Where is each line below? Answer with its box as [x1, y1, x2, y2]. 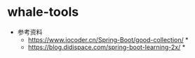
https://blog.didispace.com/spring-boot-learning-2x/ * [27, 43, 186, 51]
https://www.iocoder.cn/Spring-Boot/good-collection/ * [27, 35, 189, 43]
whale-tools [7, 4, 79, 20]
